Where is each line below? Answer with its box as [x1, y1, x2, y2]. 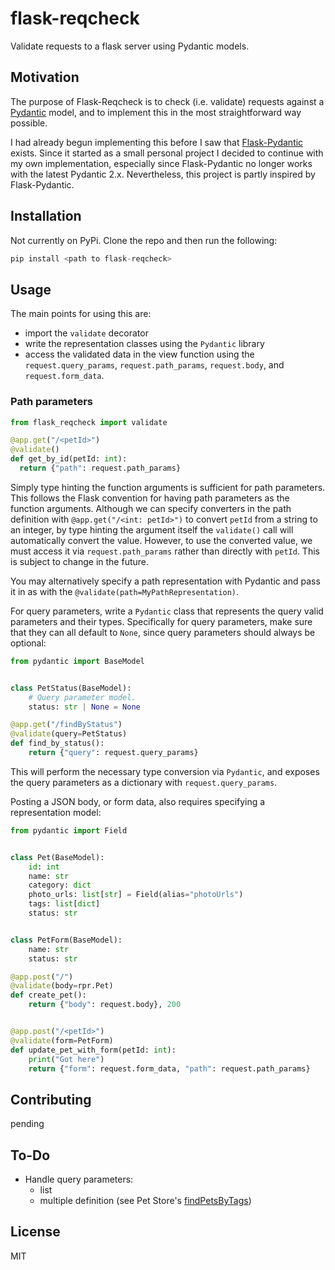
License [10, 1223, 61, 1241]
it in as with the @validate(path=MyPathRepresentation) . [10, 585, 240, 597]
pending [10, 1118, 45, 1130]
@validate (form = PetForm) [10, 1035, 114, 1046]
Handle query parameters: [24, 1173, 134, 1186]
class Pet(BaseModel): [10, 852, 105, 862]
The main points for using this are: [10, 308, 152, 320]
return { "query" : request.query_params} [28, 748, 199, 758]
